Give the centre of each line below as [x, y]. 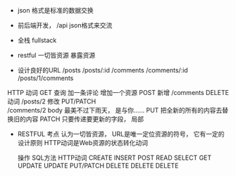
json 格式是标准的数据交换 [55, 10]
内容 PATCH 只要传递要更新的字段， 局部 [85, 119]
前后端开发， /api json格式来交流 [65, 25]
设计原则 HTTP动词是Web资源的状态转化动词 [82, 143]
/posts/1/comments [45, 78]
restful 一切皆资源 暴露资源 [56, 55]
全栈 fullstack [37, 40]
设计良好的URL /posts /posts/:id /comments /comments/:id [103, 70]
